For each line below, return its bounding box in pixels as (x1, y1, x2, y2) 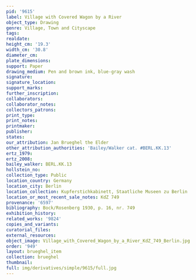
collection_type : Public (6, 173, 67, 178)
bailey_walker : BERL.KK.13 (6, 161, 72, 167)
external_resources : (6, 232, 57, 238)
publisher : (6, 129, 33, 135)
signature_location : (6, 80, 57, 86)
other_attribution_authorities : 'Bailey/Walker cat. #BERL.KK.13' (6, 145, 172, 151)
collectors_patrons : (6, 107, 57, 113)
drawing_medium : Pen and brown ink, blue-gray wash (6, 69, 135, 75)
